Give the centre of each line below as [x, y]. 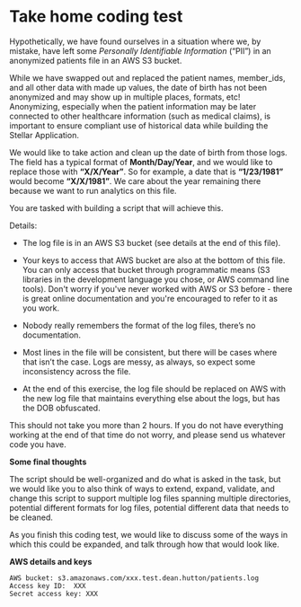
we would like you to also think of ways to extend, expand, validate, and [142, 488]
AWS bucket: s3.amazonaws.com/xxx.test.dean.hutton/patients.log [134, 578]
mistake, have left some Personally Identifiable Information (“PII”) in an [140, 50]
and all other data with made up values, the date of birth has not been [138, 87]
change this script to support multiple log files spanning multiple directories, [150, 498]
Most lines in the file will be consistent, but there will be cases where [150, 352]
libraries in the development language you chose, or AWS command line [156, 279]
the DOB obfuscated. [61, 408]
